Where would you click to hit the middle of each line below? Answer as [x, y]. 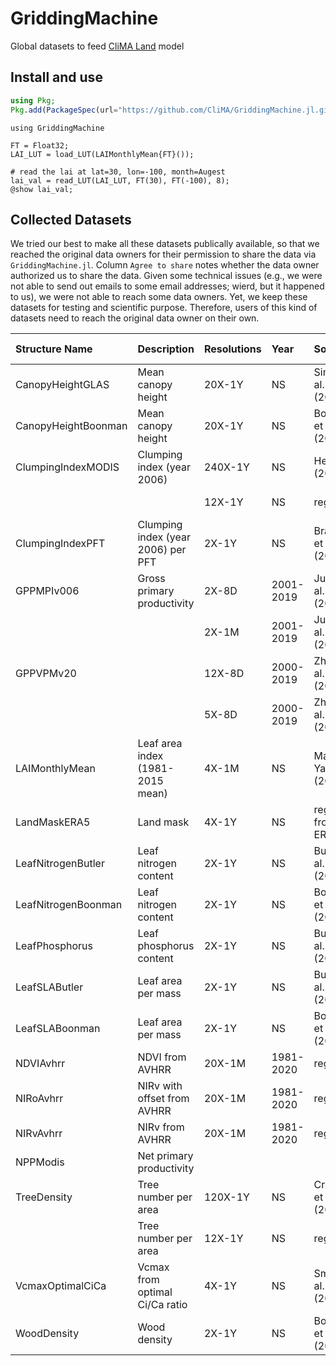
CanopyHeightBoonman [71, 426]
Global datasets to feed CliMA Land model [97, 46]
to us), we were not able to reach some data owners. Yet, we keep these [159, 297]
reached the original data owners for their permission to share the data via [163, 254]
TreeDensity [44, 1197]
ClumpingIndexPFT [60, 544]
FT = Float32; [40, 145]
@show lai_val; [42, 189]
